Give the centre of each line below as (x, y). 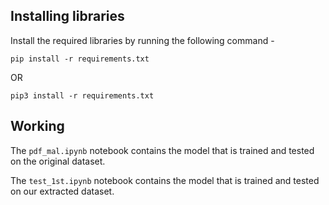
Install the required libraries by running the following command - (142, 40)
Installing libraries (67, 16)
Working (37, 126)
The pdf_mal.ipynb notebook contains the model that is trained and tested (162, 150)
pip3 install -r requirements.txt (82, 95)
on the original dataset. (58, 161)
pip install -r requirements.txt (80, 59)
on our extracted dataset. (62, 191)
